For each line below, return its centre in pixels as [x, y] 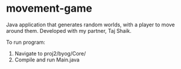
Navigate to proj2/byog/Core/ [50, 53]
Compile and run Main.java [47, 60]
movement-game [49, 8]
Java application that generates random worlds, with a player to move [90, 25]
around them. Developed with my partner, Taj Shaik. [69, 30]
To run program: [26, 42]
